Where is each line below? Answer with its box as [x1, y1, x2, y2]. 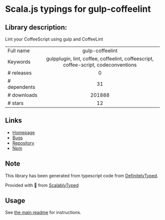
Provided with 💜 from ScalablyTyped [5, 182, 79, 188]
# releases [7, 70, 32, 76]
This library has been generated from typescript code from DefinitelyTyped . [5, 173, 159, 179]
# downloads [7, 92, 38, 98]
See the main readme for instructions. [5, 210, 82, 216]
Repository [12, 140, 34, 146]
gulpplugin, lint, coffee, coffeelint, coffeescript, [46, 55, 154, 62]
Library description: [5, 23, 67, 32]
